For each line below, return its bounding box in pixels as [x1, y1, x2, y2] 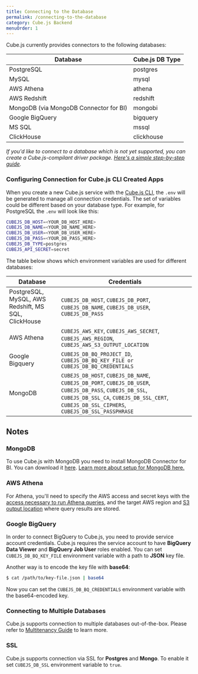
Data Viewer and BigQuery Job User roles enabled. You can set [6, 546, 162, 553]
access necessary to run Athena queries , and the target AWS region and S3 [6, 498, 190, 506]
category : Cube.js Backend [6, 20, 72, 25]
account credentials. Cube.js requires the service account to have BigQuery [6, 540, 192, 547]
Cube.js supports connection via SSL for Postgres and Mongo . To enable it [6, 654, 189, 662]
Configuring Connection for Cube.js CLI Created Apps [6, 175, 164, 183]
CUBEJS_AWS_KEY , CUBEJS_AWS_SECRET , [61, 327, 160, 335]
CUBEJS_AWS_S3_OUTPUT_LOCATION [61, 341, 149, 348]
